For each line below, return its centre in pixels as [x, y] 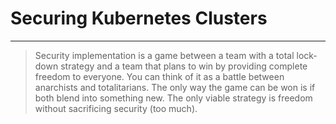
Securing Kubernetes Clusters [139, 18]
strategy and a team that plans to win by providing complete [184, 66]
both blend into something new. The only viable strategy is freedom [173, 98]
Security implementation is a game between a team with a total [164, 55]
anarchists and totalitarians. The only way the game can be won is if [175, 87]
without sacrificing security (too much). [116, 108]
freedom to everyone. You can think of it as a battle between [159, 76]
